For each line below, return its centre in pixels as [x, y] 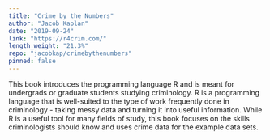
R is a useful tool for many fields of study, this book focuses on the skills [129, 118]
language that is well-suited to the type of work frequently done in [119, 101]
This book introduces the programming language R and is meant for [122, 84]
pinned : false [32, 62]
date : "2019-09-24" [41, 31]
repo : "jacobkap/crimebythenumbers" [70, 53]
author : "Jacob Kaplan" [49, 23]
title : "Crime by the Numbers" [61, 16]
